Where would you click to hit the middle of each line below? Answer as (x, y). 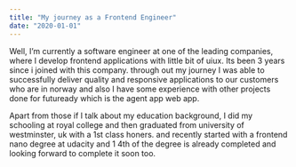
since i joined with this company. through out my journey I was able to (137, 70)
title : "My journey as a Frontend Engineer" (93, 17)
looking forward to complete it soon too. (83, 153)
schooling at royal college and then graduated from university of (127, 124)
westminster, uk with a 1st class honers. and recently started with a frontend (148, 134)
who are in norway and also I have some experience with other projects (140, 89)
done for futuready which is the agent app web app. (104, 98)
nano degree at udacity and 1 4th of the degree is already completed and (143, 144)
